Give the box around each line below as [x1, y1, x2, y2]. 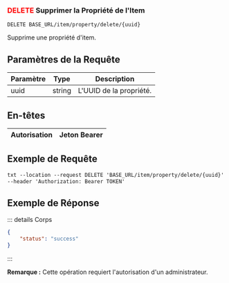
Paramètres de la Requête [7, 53, 121, 65]
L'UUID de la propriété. [77, 86, 152, 96]
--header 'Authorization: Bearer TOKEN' [7, 178, 126, 185]
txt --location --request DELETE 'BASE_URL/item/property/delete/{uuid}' [7, 171, 225, 178]
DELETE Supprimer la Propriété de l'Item [7, 6, 145, 15]
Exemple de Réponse [7, 197, 100, 209]
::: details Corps [7, 216, 53, 224]
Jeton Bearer [59, 130, 103, 139]
